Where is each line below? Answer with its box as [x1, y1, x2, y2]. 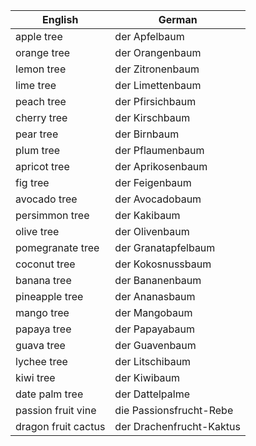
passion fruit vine [15, 404, 97, 417]
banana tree [15, 274, 72, 287]
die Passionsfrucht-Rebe [114, 404, 234, 417]
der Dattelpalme [114, 387, 190, 401]
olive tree [15, 225, 60, 238]
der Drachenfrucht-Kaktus [114, 420, 241, 433]
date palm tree [15, 387, 84, 401]
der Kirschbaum [114, 111, 191, 124]
